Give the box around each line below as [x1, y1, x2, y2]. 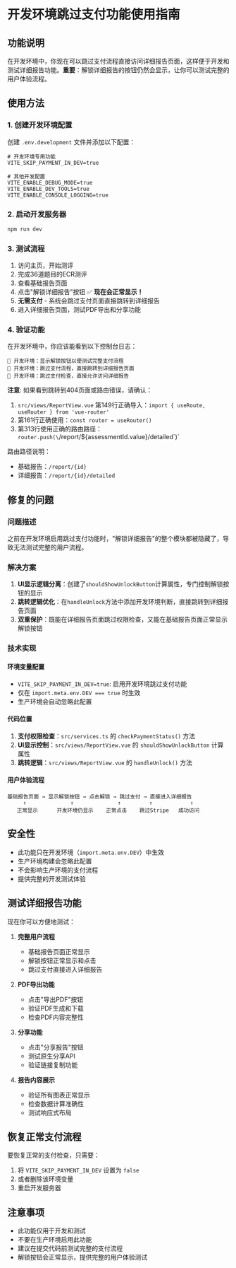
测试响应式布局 [27, 1108, 72, 1117]
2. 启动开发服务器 [7, 209, 67, 219]
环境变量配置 [7, 662, 44, 670]
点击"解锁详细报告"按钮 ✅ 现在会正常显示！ [17, 288, 144, 296]
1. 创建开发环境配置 [7, 120, 73, 130]
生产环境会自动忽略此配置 [17, 697, 92, 706]
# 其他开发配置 [7, 173, 46, 180]
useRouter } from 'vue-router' [17, 409, 110, 416]
